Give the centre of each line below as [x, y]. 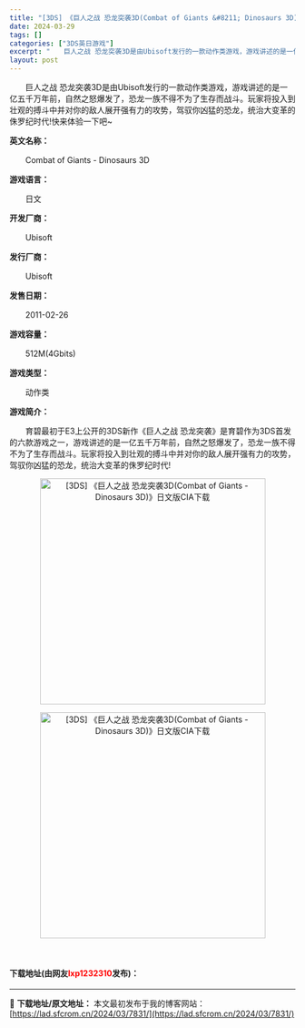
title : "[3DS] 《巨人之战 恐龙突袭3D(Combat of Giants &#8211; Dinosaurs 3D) [153, 18]
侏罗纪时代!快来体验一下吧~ [61, 121]
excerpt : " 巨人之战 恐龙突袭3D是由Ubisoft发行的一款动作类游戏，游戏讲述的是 [148, 52]
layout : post [34, 60]
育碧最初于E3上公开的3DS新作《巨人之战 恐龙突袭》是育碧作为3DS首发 [158, 431]
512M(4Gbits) [50, 353]
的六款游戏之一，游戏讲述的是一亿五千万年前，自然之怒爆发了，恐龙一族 [144, 442]
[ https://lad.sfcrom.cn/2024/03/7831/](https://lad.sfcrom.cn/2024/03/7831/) [152, 1014]
